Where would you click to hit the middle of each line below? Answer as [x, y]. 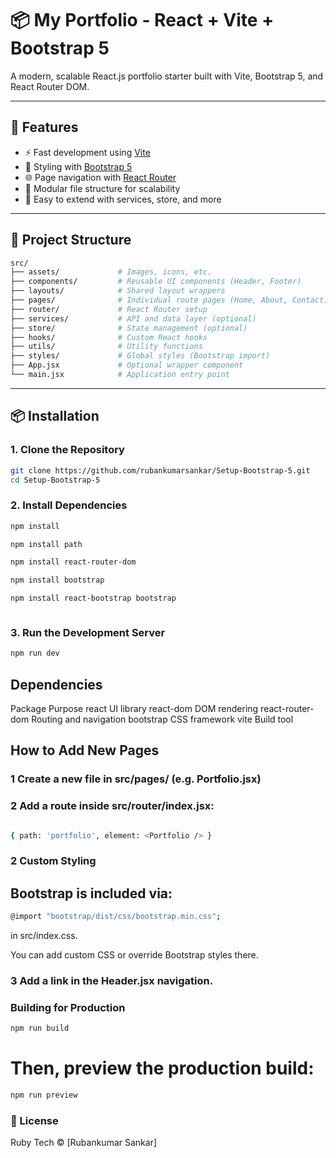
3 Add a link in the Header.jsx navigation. [112, 981]
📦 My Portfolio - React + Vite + [142, 20]
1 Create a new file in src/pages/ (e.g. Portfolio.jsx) [136, 779]
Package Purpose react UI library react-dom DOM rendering [134, 709]
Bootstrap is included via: [91, 893]
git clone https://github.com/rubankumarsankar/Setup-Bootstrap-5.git [160, 470]
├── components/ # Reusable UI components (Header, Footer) [156, 282]
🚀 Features [44, 127]
